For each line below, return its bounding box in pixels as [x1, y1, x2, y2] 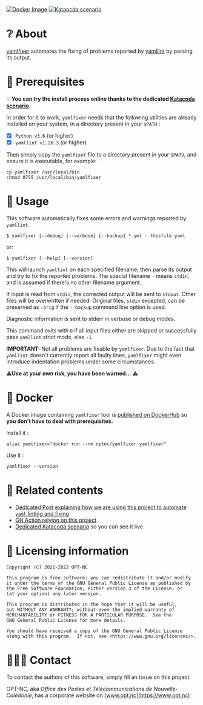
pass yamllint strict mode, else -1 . [6, 333, 93, 340]
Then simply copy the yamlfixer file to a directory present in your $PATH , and [6, 151, 197, 158]
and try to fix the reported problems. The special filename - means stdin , [6, 272, 190, 279]
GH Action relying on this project [15, 516, 97, 524]
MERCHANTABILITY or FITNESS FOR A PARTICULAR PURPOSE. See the [6, 612, 172, 618]
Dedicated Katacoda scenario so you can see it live [15, 522, 144, 530]
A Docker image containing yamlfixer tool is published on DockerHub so [6, 411, 188, 418]
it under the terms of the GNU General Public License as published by [6, 580, 191, 586]
